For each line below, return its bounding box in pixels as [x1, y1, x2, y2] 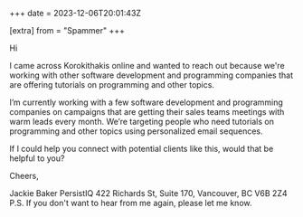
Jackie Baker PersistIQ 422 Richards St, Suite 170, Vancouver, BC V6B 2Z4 [9, 188, 288, 198]
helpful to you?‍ [9, 153, 65, 164]
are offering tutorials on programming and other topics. [9, 80, 215, 90]
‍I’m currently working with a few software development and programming [9, 97, 283, 108]
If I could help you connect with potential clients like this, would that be [9, 144, 274, 154]
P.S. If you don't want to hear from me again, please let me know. [9, 198, 252, 208]
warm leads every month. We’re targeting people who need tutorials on [9, 117, 274, 127]
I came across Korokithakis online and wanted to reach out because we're [9, 61, 285, 71]
